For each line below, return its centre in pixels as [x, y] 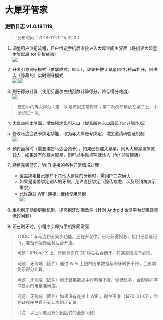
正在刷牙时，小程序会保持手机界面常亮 [50, 226]
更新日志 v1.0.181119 [29, 26]
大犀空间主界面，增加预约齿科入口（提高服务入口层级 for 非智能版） [80, 123]
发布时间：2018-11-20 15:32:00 [48, 38]
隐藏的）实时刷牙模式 [42, 75]
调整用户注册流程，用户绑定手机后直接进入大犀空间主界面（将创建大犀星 [84, 48]
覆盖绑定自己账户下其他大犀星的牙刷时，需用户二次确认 [75, 176]
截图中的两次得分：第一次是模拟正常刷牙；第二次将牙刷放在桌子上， [85, 107]
